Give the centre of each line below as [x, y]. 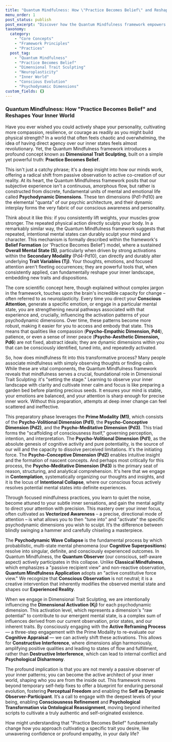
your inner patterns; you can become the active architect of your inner [79, 674]
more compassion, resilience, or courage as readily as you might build [79, 132]
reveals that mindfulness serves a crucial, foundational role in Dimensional [84, 374]
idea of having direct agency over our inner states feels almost [71, 143]
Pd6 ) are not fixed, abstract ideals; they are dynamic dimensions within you [85, 342]
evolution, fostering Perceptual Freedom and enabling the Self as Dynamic [85, 691]
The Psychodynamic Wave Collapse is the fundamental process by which [84, 540]
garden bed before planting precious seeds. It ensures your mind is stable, [84, 390]
